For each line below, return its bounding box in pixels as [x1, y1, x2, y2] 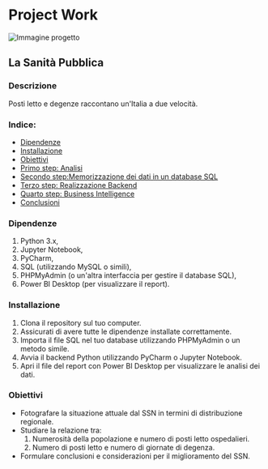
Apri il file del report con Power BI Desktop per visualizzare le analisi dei [19, 360, 261, 370]
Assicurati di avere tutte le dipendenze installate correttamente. [19, 326, 232, 336]
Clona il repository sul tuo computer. [19, 318, 142, 327]
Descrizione [8, 80, 57, 92]
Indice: [8, 119, 36, 130]
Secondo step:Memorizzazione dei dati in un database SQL [19, 172, 219, 181]
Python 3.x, [19, 237, 59, 246]
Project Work [8, 6, 99, 24]
